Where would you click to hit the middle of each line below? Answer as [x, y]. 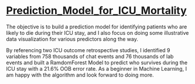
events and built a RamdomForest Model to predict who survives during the [97, 63]
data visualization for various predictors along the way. [72, 39]
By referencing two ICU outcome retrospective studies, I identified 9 [88, 50]
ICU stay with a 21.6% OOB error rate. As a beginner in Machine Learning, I [97, 68]
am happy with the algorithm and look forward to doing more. [80, 75]
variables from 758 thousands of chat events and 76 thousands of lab [90, 56]
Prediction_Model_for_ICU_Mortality [97, 11]
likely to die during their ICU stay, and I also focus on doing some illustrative [97, 32]
